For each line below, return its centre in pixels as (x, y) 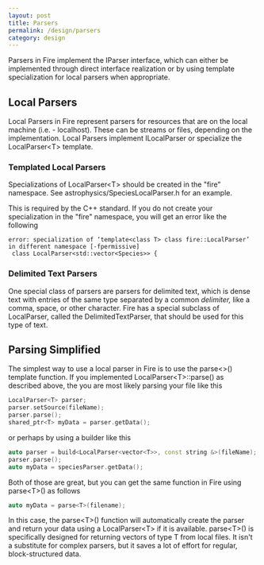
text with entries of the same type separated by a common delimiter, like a (129, 300)
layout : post (30, 15)
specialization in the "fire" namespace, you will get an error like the (118, 217)
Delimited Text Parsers (53, 273)
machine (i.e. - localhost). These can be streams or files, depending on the (130, 130)
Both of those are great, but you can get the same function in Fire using (125, 482)
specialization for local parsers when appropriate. (89, 77)
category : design (37, 38)
